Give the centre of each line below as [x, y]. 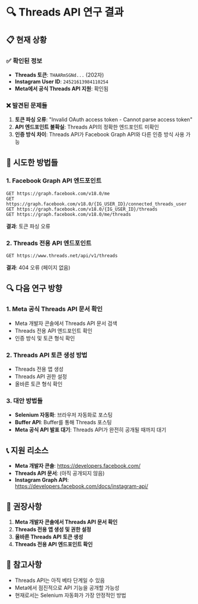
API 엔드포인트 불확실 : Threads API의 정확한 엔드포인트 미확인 [87, 127]
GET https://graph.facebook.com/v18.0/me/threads [69, 214]
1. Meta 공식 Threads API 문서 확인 [54, 309]
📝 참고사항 [24, 565]
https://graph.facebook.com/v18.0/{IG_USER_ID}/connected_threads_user [96, 204]
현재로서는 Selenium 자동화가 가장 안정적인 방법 [70, 595]
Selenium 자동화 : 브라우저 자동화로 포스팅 [63, 415]
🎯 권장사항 [24, 506]
